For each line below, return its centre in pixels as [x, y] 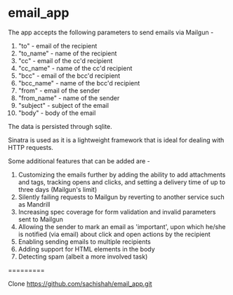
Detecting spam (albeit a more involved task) [83, 256]
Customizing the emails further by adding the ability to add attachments [122, 174]
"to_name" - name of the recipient [67, 53]
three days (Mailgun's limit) [58, 189]
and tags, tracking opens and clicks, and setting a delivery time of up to [122, 182]
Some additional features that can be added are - [79, 161]
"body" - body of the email [57, 113]
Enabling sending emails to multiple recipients [85, 241]
